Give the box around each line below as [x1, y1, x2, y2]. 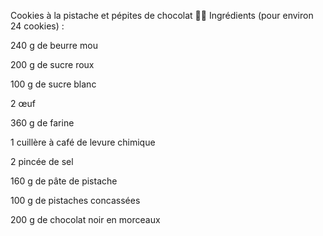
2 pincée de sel [10, 156, 74, 167]
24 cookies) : [10, 20, 65, 32]
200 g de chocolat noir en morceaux [10, 214, 161, 225]
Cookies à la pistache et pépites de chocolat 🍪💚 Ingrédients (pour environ [10, 10, 314, 21]
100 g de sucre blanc [10, 78, 97, 90]
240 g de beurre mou [10, 40, 98, 51]
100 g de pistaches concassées [10, 195, 141, 206]
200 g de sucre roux [10, 59, 95, 70]
